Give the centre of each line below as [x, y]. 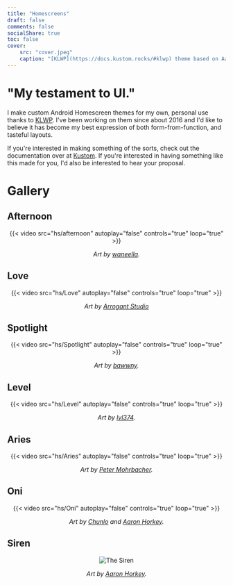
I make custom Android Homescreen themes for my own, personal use [108, 113]
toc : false [23, 40]
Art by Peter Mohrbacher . [116, 469]
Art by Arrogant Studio [116, 306]
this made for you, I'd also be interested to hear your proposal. [96, 163]
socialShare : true [34, 33]
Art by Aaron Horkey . [116, 573]
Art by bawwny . [116, 365]
